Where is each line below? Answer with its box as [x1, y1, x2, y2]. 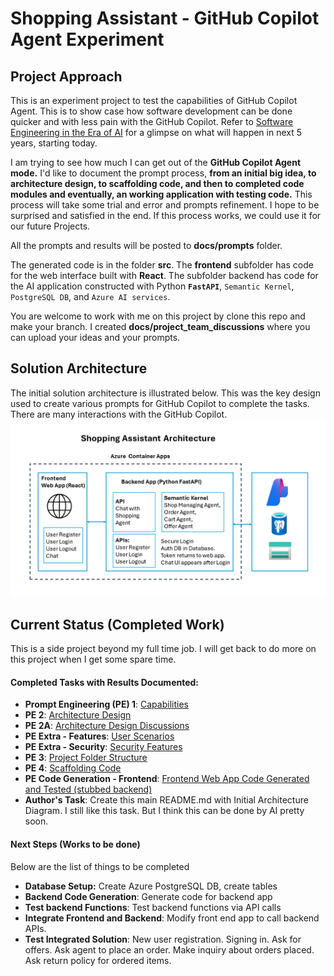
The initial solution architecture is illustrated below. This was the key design [10, 387, 321, 399]
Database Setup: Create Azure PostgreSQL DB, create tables [24, 880, 278, 892]
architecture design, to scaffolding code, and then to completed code [10, 178, 305, 189]
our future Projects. [10, 220, 91, 232]
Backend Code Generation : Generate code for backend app [24, 890, 273, 902]
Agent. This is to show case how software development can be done [10, 105, 293, 117]
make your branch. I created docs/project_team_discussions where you [10, 321, 311, 332]
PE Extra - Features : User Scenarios [24, 730, 175, 742]
